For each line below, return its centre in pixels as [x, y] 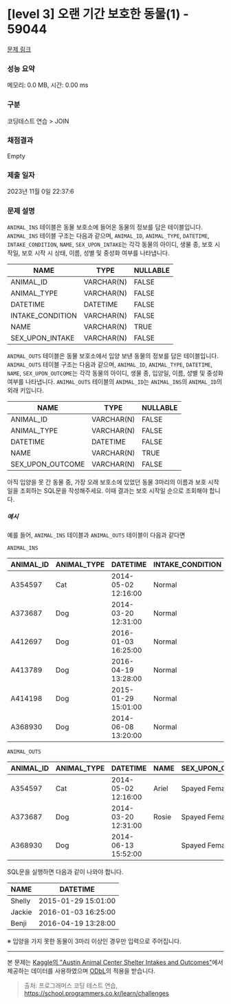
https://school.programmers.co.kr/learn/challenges [97, 994]
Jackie [21, 912]
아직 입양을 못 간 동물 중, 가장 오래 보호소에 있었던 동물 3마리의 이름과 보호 [107, 482]
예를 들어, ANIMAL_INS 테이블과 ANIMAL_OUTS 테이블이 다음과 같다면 [96, 535]
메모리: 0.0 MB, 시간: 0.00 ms [48, 85]
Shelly [21, 901]
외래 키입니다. [26, 391]
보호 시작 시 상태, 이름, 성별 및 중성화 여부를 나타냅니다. [96, 253]
